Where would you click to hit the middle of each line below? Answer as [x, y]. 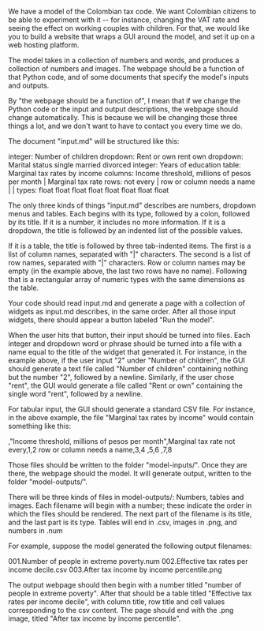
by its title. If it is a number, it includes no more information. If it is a [117, 222]
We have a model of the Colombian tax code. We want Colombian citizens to [132, 11]
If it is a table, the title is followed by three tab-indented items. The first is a [130, 246]
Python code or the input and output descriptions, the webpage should [123, 109]
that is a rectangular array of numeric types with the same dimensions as [127, 279]
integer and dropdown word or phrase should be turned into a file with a [125, 344]
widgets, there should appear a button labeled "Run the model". [112, 320]
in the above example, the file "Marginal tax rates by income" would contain [131, 417]
